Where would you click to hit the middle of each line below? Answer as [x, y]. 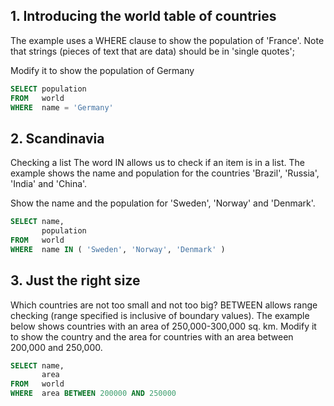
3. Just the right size [75, 280]
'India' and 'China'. [49, 184]
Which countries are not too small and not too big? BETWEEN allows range [164, 305]
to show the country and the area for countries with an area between [152, 336]
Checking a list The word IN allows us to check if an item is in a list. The [157, 163]
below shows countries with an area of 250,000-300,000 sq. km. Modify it [163, 326]
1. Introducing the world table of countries [143, 16]
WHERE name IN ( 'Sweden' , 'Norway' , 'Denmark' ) [118, 249]
